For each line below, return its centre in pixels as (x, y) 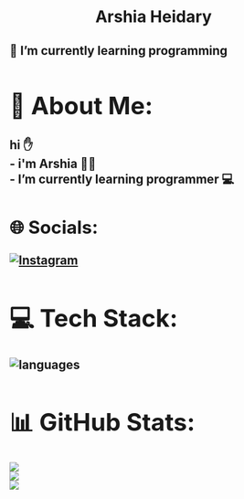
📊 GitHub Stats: (102, 422)
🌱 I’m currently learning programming (119, 51)
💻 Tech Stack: (94, 318)
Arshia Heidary (154, 17)
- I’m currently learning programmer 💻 (122, 179)
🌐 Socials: (54, 227)
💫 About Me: (81, 106)
